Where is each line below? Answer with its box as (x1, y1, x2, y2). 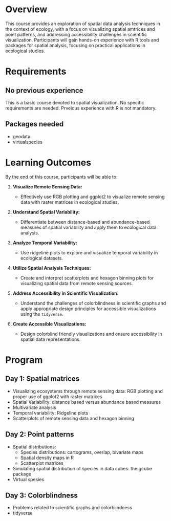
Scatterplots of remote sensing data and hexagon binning (12, 415, 134, 421)
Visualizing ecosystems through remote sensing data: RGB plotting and (12, 388, 163, 394)
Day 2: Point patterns (5, 430, 74, 439)
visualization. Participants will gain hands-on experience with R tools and (5, 37, 159, 43)
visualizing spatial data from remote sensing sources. (20, 280, 133, 286)
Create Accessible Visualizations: (12, 321, 87, 327)
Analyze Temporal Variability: (12, 240, 78, 246)
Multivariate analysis (12, 404, 56, 410)
